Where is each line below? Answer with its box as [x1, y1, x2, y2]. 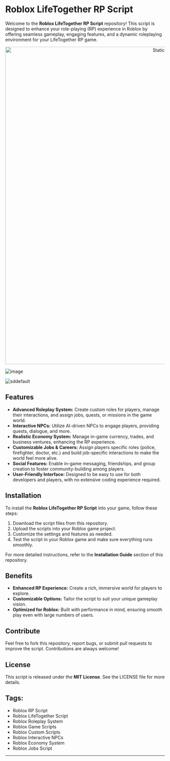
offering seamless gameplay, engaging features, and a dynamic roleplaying [5, 31, 162, 37]
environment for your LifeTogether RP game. [5, 37, 98, 43]
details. [5, 679, 21, 685]
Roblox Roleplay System [12, 718, 63, 724]
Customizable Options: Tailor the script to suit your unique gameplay [12, 596, 158, 602]
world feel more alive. [12, 455, 58, 461]
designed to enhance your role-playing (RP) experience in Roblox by [5, 25, 148, 31]
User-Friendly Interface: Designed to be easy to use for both [12, 471, 141, 477]
